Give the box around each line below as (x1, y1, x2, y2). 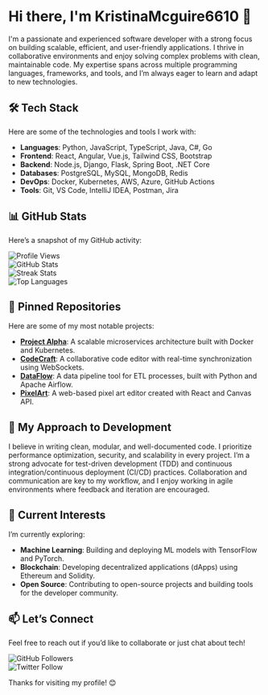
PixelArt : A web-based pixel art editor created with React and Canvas (19, 388, 252, 398)
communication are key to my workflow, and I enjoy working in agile (8, 476, 233, 486)
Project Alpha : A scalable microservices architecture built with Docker (19, 337, 254, 346)
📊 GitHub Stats (8, 210, 87, 224)
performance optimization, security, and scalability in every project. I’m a (8, 450, 250, 460)
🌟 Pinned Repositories (8, 299, 122, 313)
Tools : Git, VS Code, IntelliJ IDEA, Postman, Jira (19, 185, 179, 195)
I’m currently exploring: (8, 530, 85, 539)
